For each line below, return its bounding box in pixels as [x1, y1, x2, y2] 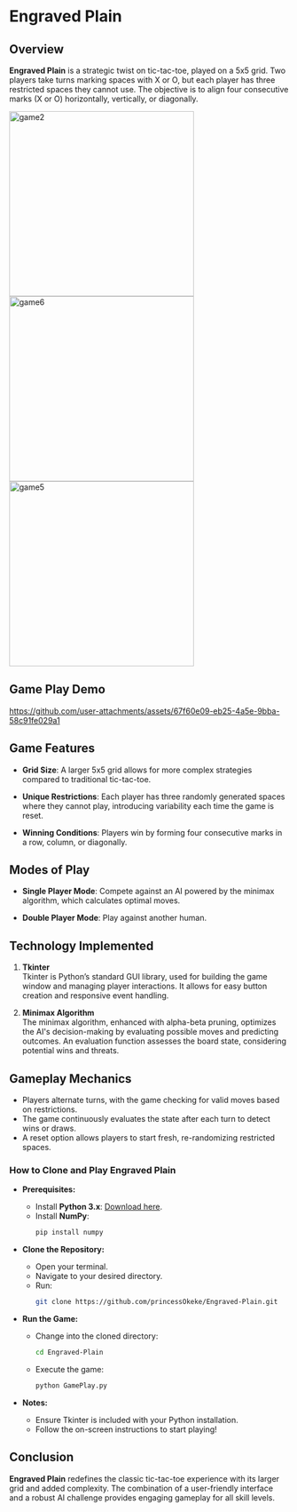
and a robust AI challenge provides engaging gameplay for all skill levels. [9, 1492, 276, 1503]
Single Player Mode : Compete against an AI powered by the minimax [21, 886, 275, 897]
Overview [9, 42, 65, 57]
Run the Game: [21, 1314, 78, 1324]
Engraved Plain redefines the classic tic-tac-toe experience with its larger [9, 1473, 280, 1484]
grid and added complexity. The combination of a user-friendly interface [9, 1483, 273, 1493]
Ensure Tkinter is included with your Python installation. [35, 1414, 239, 1425]
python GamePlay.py [35, 1380, 108, 1390]
